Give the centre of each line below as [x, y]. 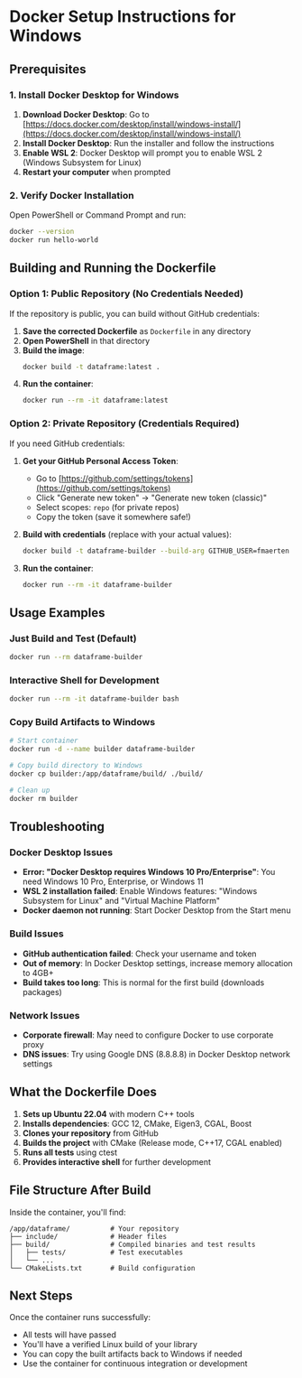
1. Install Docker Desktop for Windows [94, 95]
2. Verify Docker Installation [72, 195]
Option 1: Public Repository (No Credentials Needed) [127, 293]
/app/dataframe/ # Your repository [94, 1229]
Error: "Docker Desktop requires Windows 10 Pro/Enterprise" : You [149, 872]
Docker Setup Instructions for [123, 17]
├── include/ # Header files [88, 1236]
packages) [42, 992]
